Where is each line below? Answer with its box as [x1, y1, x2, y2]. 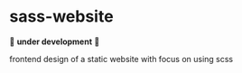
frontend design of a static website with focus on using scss [9, 53, 233, 64]
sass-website [9, 6, 115, 27]
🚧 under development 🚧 [9, 36, 100, 47]
